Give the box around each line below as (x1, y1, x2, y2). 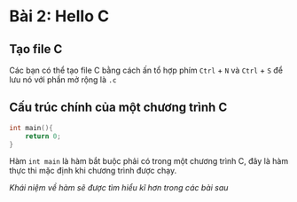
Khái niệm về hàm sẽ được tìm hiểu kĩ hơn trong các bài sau (9, 183, 229, 193)
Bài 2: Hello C (9, 6, 109, 27)
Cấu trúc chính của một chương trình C (9, 100, 228, 115)
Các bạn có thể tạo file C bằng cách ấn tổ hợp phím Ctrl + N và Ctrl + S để (9, 65, 284, 75)
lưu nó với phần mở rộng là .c (9, 74, 117, 85)
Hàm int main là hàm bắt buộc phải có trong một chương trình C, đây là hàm (9, 156, 289, 167)
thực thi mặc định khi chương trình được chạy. (9, 166, 177, 176)
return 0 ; (25, 131, 62, 141)
